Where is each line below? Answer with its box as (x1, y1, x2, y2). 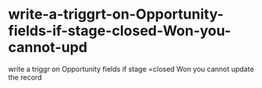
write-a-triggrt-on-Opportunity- (8, 5, 224, 23)
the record (8, 72, 42, 82)
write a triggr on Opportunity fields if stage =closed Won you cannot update (8, 64, 254, 73)
